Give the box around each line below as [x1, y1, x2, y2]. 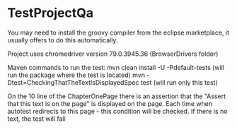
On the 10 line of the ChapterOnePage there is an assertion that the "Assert [7, 92, 226, 100]
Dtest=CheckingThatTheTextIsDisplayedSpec [7, 78, 139, 86]
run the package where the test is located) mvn [7, 71, 145, 79]
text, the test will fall [7, 114, 66, 123]
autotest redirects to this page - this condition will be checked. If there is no [7, 107, 228, 115]
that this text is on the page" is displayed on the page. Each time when [7, 99, 213, 107]
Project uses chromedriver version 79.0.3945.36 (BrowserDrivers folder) [7, 49, 219, 58]
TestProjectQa [7, 5, 94, 21]
